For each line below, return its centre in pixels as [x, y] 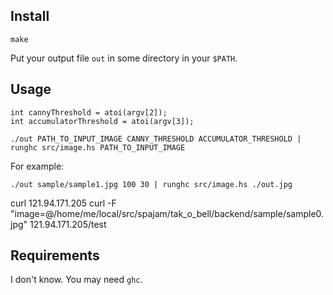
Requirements [55, 255]
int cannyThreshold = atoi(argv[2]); [89, 112]
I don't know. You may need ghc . [76, 280]
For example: [37, 166]
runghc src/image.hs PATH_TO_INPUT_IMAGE [98, 147]
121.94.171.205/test [68, 224]
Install [30, 16]
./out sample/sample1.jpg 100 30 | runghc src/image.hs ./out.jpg [151, 184]
